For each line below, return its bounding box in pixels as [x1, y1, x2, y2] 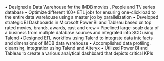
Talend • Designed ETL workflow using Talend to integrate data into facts [5, 35, 153, 41]
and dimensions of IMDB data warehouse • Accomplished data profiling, [5, 40, 151, 46]
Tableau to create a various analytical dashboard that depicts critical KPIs [5, 50, 153, 56]
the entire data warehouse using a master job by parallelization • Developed [5, 15, 158, 20]
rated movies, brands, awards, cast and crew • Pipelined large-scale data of [5, 25, 159, 30]
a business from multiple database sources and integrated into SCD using [5, 30, 154, 35]
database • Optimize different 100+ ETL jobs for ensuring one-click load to [5, 9, 156, 15]
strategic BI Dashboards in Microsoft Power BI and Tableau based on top [5, 19, 152, 25]
